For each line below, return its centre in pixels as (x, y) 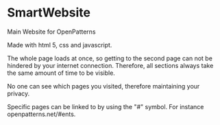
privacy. (19, 93)
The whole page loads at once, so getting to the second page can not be (110, 58)
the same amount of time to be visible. (61, 73)
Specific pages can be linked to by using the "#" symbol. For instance (106, 106)
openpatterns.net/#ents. (41, 114)
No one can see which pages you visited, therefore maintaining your (103, 86)
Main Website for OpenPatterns (51, 32)
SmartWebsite (49, 13)
